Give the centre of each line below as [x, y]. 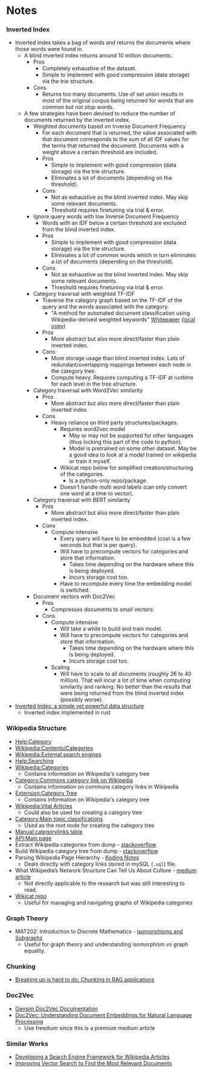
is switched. [75, 590]
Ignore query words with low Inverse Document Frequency [106, 216]
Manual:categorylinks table [49, 832]
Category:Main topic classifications [59, 818]
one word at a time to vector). [97, 493]
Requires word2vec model [93, 429]
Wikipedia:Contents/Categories [54, 748]
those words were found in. [49, 49]
